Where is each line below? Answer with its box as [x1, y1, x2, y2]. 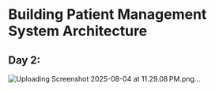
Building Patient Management [8, 5, 207, 24]
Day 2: [8, 53, 41, 67]
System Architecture [8, 22, 148, 40]
